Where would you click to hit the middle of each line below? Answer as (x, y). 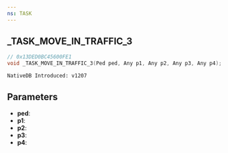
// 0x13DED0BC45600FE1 (39, 57)
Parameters (33, 97)
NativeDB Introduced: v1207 (47, 76)
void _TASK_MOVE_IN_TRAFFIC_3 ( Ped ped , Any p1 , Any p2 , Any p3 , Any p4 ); (115, 63)
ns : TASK (20, 13)
